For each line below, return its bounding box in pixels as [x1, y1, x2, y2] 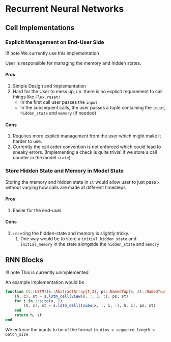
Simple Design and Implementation [12, 83, 86, 89]
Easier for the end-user [12, 207, 62, 213]
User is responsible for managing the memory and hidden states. [5, 60, 141, 66]
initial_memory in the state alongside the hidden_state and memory [20, 241, 159, 247]
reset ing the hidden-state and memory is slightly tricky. [12, 230, 130, 236]
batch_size [5, 332, 28, 337]
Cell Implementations [5, 23, 75, 32]
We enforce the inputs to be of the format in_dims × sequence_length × [5, 326, 155, 332]
